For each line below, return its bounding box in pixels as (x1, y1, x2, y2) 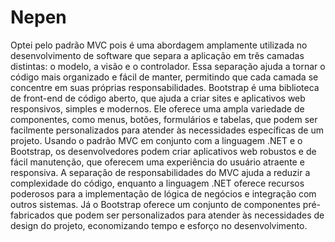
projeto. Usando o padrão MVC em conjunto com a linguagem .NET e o (10, 134, 303, 146)
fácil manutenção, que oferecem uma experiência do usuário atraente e (10, 156, 305, 168)
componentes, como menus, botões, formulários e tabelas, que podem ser (10, 113, 318, 125)
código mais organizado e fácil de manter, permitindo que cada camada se (10, 71, 319, 83)
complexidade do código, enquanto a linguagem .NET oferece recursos (10, 177, 305, 189)
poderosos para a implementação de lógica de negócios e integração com (10, 187, 317, 200)
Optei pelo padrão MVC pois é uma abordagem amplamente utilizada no (10, 39, 308, 51)
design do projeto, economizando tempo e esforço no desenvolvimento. (10, 219, 308, 231)
